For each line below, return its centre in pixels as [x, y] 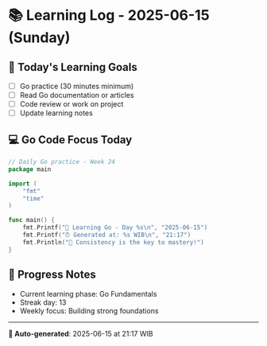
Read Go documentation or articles [77, 95]
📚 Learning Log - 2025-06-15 [109, 16]
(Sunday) [39, 38]
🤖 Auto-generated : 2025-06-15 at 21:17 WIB [81, 333]
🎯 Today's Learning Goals [73, 67]
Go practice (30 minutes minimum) [77, 86]
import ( [23, 184]
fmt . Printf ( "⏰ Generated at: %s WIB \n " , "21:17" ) [107, 235]
